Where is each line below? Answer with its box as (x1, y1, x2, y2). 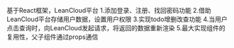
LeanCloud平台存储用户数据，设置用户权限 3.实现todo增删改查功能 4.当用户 (6, 15, 228, 23)
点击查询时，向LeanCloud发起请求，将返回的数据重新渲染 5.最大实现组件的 (6, 24, 226, 32)
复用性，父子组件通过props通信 (6, 32, 99, 41)
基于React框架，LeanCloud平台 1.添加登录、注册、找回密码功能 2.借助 (6, 6, 211, 14)
